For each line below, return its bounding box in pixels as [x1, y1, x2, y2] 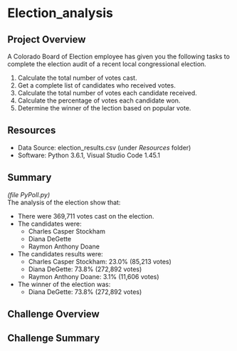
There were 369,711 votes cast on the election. [17, 211, 154, 220]
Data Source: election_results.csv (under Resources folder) [17, 143, 191, 152]
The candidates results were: [17, 249, 103, 258]
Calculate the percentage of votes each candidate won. [17, 96, 181, 105]
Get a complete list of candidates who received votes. [17, 81, 176, 90]
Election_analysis [7, 5, 114, 21]
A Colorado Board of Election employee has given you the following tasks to [7, 52, 230, 61]
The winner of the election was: [17, 280, 111, 288]
